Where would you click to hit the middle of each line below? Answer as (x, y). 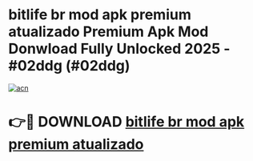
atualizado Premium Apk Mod (108, 32)
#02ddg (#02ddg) (69, 66)
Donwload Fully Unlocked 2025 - (119, 49)
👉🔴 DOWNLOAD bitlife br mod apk (127, 122)
